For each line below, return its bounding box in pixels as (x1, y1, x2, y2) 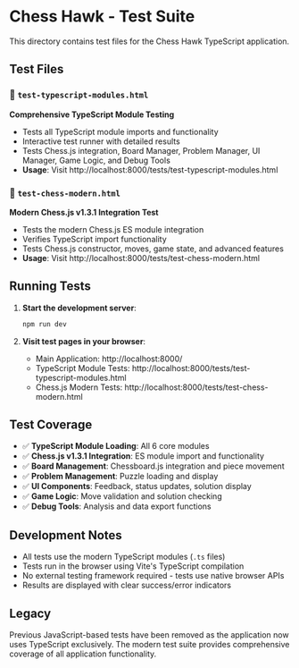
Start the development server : (21, 302, 137, 313)
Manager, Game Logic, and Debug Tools (21, 155, 171, 165)
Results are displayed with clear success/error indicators (21, 579, 232, 591)
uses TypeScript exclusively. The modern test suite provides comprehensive (9, 639, 290, 650)
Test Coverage (9, 418, 93, 432)
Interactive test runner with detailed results (21, 136, 180, 147)
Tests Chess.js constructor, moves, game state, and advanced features (21, 243, 284, 254)
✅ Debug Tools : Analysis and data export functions (21, 501, 212, 512)
